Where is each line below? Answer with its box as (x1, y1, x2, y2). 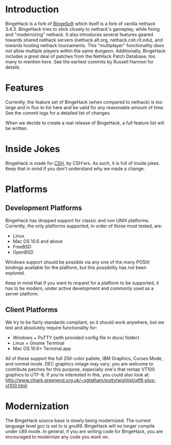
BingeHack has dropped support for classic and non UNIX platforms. (5, 217, 150, 223)
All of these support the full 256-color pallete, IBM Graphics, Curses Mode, (5, 355, 163, 362)
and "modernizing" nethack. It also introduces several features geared (5, 31, 153, 37)
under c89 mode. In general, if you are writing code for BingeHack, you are (5, 428, 163, 434)
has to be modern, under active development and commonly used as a (5, 285, 154, 291)
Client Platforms (5, 306, 58, 314)
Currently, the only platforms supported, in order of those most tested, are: (5, 223, 162, 229)
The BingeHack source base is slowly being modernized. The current (5, 417, 151, 423)
